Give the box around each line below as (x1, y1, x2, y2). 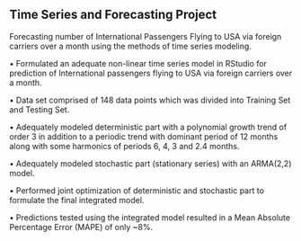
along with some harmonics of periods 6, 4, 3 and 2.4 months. (9, 140, 240, 151)
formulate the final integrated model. (9, 194, 145, 205)
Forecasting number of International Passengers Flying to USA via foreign (9, 31, 282, 41)
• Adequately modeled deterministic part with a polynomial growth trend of (9, 121, 288, 132)
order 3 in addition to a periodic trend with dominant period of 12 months (9, 130, 279, 142)
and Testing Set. (9, 103, 70, 115)
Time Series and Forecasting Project (9, 7, 217, 22)
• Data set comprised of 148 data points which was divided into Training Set (9, 94, 291, 105)
